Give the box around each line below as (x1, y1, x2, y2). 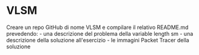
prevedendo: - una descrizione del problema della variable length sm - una (6, 30, 194, 37)
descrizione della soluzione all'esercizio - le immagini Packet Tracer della (6, 36, 189, 44)
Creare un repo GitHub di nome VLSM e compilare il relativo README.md (6, 24, 189, 31)
